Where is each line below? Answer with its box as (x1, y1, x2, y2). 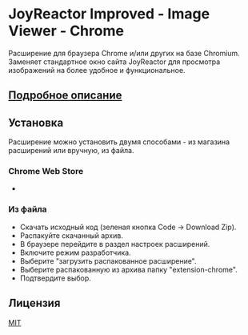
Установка (8, 115, 64, 129)
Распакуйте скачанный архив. (19, 230, 124, 240)
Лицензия (8, 297, 61, 310)
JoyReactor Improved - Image (8, 5, 210, 23)
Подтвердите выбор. (19, 273, 92, 283)
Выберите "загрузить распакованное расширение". (19, 256, 198, 265)
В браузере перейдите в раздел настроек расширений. (19, 239, 210, 248)
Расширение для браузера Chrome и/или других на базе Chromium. (8, 48, 240, 58)
